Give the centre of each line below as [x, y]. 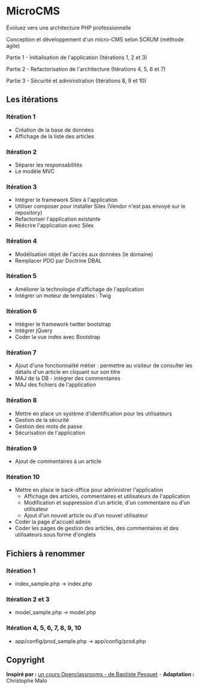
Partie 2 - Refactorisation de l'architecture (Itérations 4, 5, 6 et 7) [86, 69]
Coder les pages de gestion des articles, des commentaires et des [97, 528]
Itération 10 [23, 477]
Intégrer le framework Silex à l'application [66, 200]
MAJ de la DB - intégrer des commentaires [68, 378]
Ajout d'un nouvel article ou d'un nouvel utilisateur [86, 516]
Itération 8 [22, 400]
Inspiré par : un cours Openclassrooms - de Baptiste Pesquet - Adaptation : [100, 674]
